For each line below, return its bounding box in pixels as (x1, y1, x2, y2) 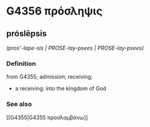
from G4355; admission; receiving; (6, 73, 93, 80)
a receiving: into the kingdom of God (15, 85, 106, 92)
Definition (6, 59, 36, 68)
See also (6, 100, 32, 108)
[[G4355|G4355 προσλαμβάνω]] (6, 114, 88, 121)
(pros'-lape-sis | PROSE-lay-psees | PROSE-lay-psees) (6, 44, 144, 51)
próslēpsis (6, 28, 47, 39)
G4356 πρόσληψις (6, 4, 103, 18)
